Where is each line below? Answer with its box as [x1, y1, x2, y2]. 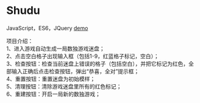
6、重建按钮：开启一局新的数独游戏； [6, 90, 101, 98]
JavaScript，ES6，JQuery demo [6, 24, 88, 32]
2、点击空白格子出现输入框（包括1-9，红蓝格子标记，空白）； [6, 52, 160, 59]
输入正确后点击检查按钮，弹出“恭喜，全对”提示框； [11, 67, 140, 75]
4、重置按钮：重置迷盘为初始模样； [6, 75, 96, 82]
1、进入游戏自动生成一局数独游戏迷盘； [6, 45, 105, 52]
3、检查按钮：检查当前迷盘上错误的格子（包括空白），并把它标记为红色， [6, 60, 189, 67]
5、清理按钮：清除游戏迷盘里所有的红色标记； [6, 82, 122, 90]
